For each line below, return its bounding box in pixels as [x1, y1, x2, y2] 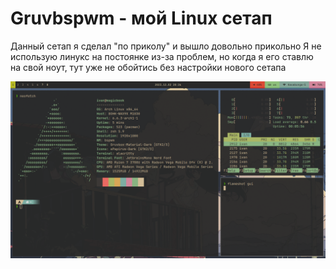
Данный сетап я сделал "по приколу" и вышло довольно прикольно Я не [10, 40, 322, 52]
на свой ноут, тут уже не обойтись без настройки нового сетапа [10, 61, 287, 73]
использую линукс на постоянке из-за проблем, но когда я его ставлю [10, 50, 314, 62]
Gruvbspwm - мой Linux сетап [10, 7, 273, 30]
